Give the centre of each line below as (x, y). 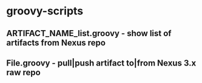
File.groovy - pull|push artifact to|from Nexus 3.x (101, 63)
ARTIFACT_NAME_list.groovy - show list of (89, 33)
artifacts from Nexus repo (56, 42)
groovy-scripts (45, 11)
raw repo (23, 72)
